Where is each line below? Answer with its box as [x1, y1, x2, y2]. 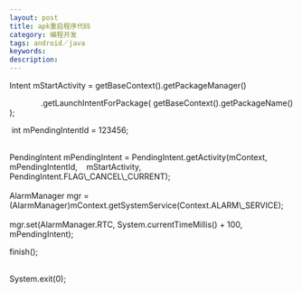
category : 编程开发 [9, 30, 78, 39]
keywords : [9, 47, 47, 56]
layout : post [9, 13, 59, 23]
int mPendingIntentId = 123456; [11, 125, 129, 136]
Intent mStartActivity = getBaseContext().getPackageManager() [9, 80, 247, 90]
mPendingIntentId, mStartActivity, [9, 162, 142, 172]
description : [9, 55, 59, 64]
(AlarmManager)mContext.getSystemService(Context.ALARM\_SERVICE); [9, 200, 284, 211]
